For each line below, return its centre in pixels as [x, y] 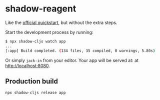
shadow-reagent [41, 9]
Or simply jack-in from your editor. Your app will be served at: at [72, 60]
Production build [32, 81]
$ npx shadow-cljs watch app [35, 41]
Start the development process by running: [49, 32]
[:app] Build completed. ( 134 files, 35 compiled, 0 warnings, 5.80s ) [80, 50]
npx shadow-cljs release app [35, 93]
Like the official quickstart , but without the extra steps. [61, 22]
